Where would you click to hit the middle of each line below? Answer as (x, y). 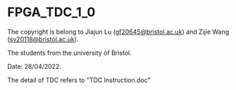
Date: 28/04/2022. (35, 66)
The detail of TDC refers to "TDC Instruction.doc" (79, 80)
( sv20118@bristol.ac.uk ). (43, 39)
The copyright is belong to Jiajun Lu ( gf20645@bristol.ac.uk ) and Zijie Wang (118, 32)
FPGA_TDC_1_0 (51, 12)
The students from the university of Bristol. (69, 53)
